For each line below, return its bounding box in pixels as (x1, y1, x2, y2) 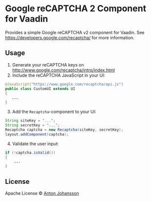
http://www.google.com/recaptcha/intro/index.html (12, 67, 115, 73)
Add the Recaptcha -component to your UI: (12, 109, 96, 115)
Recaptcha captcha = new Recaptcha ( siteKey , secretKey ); (5, 127, 124, 132)
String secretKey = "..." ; (5, 123, 60, 128)
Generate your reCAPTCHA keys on (12, 62, 84, 67)
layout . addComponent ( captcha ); (5, 132, 69, 137)
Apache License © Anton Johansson (5, 190, 79, 196)
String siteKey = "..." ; (5, 118, 56, 123)
